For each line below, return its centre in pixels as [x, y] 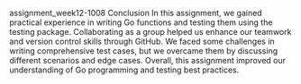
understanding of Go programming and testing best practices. [124, 70]
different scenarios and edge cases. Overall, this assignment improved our [148, 60]
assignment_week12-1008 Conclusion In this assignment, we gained [136, 13]
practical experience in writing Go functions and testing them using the [141, 22]
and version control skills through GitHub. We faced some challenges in [142, 41]
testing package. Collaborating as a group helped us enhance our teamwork [150, 32]
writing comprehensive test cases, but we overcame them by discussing [143, 51]
